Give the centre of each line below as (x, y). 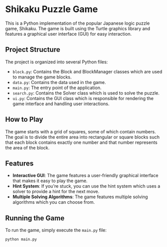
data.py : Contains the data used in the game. (59, 82)
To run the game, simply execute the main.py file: (56, 230)
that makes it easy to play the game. (50, 181)
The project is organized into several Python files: (57, 62)
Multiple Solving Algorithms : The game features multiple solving (80, 197)
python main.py (21, 239)
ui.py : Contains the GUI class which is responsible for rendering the (83, 98)
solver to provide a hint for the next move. (56, 192)
